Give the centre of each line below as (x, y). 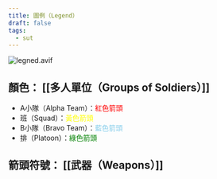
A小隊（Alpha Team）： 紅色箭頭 (71, 108)
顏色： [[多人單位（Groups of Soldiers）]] (109, 87)
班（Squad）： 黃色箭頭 (56, 118)
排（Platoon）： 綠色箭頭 (58, 138)
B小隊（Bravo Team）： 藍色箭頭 (71, 128)
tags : (17, 30)
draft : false (30, 23)
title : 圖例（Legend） (43, 16)
